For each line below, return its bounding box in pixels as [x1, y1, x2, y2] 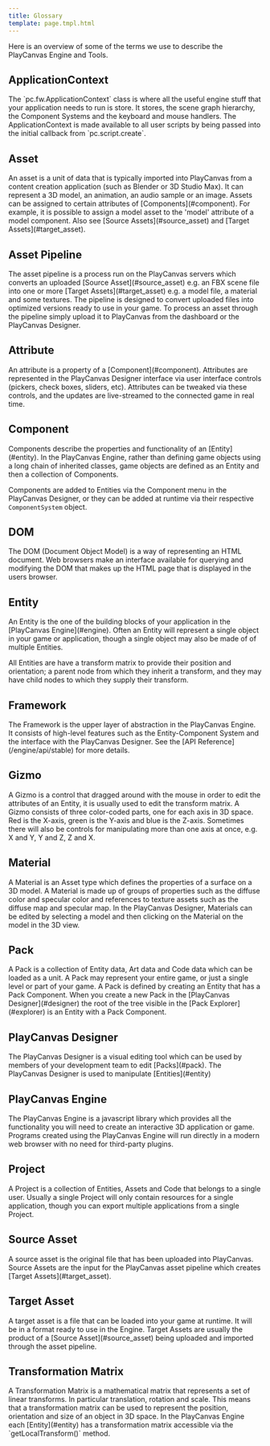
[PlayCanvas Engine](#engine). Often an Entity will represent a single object [8, 625, 260, 635]
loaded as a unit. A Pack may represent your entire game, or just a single [8, 973, 249, 983]
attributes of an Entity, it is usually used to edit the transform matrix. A [8, 798, 239, 808]
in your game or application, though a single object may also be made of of [8, 634, 257, 644]
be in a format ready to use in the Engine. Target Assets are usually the [8, 1324, 243, 1334]
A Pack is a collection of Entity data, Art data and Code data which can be [8, 965, 253, 974]
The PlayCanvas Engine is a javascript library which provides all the [8, 1114, 231, 1124]
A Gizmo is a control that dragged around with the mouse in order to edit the [8, 789, 261, 800]
